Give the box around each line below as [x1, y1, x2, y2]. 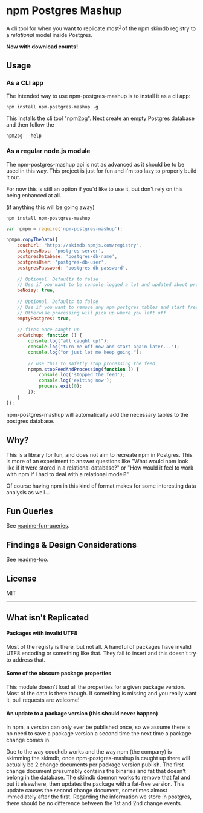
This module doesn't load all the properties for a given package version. [6, 683, 185, 691]
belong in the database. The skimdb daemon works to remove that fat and [6, 774, 191, 781]
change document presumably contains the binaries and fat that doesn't [6, 767, 186, 774]
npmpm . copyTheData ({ [6, 237, 59, 243]
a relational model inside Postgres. [6, 31, 92, 38]
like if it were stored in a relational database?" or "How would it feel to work [6, 464, 194, 471]
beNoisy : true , [17, 287, 56, 294]
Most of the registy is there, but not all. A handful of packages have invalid [6, 643, 192, 650]
